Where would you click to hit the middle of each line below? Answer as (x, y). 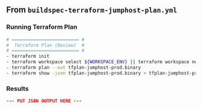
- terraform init (28, 57)
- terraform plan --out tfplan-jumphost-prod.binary (74, 68)
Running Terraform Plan (42, 27)
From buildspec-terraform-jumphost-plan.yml (92, 10)
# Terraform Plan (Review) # (45, 45)
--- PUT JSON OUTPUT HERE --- (44, 101)
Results (17, 89)
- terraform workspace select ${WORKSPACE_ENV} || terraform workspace (98, 62)
